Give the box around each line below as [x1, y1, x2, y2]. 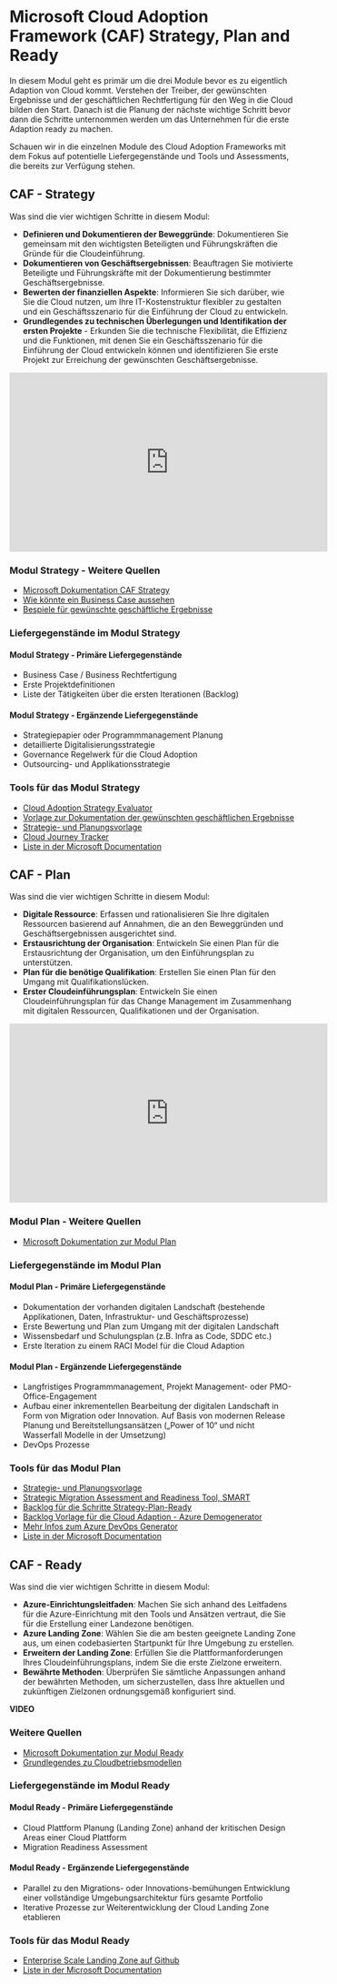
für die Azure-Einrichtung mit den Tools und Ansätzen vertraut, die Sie [22, 1608, 286, 1620]
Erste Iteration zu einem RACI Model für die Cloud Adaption [22, 1340, 245, 1351]
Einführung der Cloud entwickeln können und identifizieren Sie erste [22, 344, 279, 356]
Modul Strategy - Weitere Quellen [9, 564, 161, 577]
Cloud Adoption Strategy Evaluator [22, 802, 153, 813]
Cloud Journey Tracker [22, 831, 109, 842]
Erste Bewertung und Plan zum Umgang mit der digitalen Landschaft [22, 1321, 280, 1332]
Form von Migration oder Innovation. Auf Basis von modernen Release [22, 1410, 286, 1421]
